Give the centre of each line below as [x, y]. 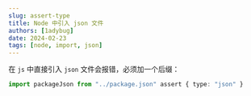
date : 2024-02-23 [38, 38]
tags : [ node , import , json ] [56, 46]
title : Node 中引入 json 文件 [56, 23]
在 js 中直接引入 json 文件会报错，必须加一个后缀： [94, 70]
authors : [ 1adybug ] [41, 30]
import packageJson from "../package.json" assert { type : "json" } [126, 85]
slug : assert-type [39, 16]
